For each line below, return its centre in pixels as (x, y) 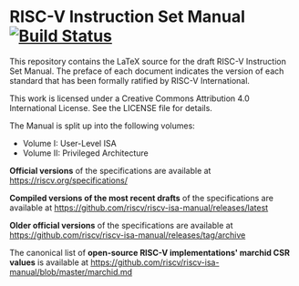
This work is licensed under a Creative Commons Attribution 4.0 (130, 98)
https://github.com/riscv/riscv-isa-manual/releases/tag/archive (128, 235)
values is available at (49, 262)
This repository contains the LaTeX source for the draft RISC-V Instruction (148, 61)
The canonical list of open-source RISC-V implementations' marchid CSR (149, 252)
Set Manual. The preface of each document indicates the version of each (147, 71)
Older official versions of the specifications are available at (121, 225)
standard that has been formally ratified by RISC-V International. (130, 80)
